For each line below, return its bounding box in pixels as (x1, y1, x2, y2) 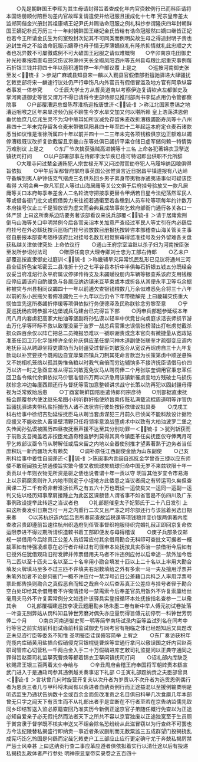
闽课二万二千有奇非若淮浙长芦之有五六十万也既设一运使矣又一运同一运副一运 (6, 484, 192, 491)
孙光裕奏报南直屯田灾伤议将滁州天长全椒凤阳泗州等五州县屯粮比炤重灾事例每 (6, 57, 192, 64)
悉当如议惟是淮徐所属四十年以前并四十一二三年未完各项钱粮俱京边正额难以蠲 (6, 130, 192, 137)
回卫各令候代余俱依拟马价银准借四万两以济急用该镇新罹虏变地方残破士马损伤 (6, 374, 192, 380)
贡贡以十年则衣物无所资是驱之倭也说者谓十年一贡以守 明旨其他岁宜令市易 (6, 469, 183, 477)
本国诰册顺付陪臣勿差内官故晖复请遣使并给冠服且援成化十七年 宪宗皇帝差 (6, 12, 183, 19)
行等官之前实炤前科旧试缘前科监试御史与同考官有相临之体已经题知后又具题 (6, 625, 187, 631)
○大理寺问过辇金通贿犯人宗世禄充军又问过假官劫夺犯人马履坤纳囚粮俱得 (16, 160, 192, 167)
